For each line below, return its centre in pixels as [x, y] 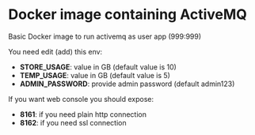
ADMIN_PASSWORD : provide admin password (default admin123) [127, 84]
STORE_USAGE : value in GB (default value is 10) [98, 67]
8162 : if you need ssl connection [73, 122]
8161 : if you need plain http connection [83, 114]
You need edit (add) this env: [55, 51]
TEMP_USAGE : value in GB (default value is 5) [95, 75]
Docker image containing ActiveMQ [128, 15]
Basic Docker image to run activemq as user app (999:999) [105, 36]
